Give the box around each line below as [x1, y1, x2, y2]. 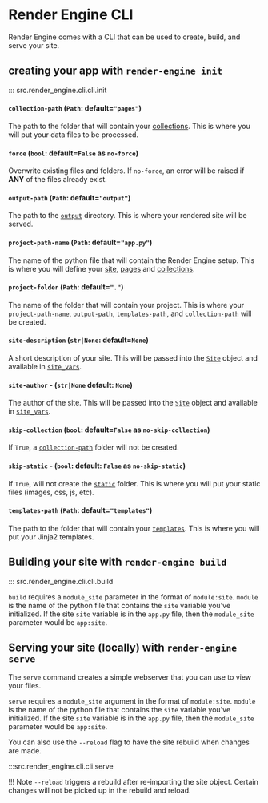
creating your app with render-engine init [8, 64, 223, 78]
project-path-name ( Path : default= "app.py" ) [8, 237, 153, 247]
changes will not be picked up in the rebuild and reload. [8, 785, 191, 795]
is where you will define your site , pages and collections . [8, 264, 195, 273]
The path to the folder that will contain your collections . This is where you [8, 121, 250, 131]
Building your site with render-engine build [8, 555, 227, 569]
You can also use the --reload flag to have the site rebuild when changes [8, 737, 250, 747]
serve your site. [8, 40, 60, 50]
